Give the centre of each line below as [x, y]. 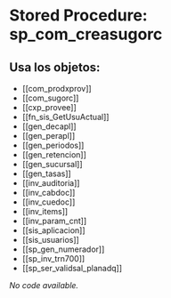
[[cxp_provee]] [49, 107]
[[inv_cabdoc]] [49, 193]
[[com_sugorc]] [50, 98]
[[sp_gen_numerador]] [63, 249]
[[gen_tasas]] [46, 173]
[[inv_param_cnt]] [54, 221]
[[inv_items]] [45, 211]
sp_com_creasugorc [86, 34]
